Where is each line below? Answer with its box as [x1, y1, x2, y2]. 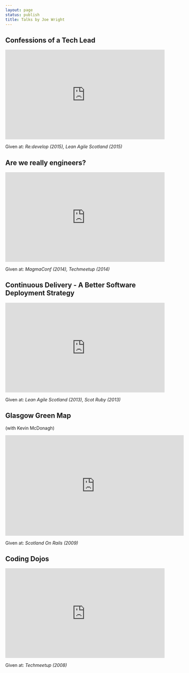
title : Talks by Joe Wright [5, 17, 65, 22]
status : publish [5, 12, 40, 17]
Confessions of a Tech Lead [5, 36, 96, 44]
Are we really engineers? [5, 158, 87, 167]
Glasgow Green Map [5, 412, 71, 420]
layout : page [5, 7, 33, 13]
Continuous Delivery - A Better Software [5, 281, 136, 290]
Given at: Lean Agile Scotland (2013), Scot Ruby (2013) [5, 396, 121, 402]
